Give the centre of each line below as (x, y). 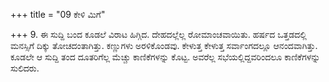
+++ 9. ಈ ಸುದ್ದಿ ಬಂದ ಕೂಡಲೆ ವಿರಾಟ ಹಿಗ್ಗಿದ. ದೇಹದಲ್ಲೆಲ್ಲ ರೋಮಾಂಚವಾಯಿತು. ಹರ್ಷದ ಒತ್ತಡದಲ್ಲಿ (158, 34)
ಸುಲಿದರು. (25, 68)
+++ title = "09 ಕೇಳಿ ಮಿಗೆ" (58, 14)
